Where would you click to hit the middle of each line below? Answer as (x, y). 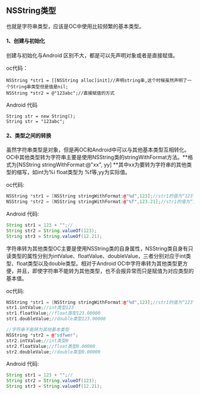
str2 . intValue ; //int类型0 (37, 341)
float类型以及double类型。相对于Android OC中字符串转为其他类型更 (99, 263)
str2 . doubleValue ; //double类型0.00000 (53, 352)
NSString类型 (31, 11)
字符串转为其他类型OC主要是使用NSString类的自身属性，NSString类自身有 (97, 248)
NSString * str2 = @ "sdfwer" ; (42, 335)
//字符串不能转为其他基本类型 (38, 330)
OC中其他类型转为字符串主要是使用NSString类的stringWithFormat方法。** (97, 158)
